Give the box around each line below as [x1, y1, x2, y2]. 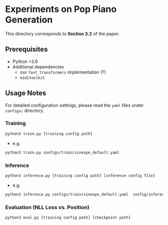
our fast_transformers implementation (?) [19, 69, 106, 75]
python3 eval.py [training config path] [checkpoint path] [5, 215, 131, 220]
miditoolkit [19, 75, 45, 80]
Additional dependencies [12, 63, 64, 69]
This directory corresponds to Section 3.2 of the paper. [5, 30, 120, 36]
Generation [5, 14, 53, 25]
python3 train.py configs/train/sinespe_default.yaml [5, 150, 120, 155]
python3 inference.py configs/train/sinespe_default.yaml [5, 191, 128, 197]
